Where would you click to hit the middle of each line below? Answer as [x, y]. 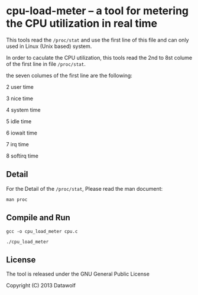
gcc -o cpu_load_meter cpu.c [42, 231]
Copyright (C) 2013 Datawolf [41, 286]
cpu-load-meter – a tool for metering [98, 11]
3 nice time [20, 98]
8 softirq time [22, 156]
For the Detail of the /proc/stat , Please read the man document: [85, 188]
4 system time [23, 110]
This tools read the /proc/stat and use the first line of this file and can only [98, 40]
